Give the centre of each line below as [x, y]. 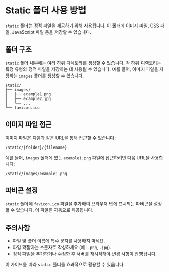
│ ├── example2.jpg [28, 98]
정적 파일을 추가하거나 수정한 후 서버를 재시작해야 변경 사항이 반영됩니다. [84, 254]
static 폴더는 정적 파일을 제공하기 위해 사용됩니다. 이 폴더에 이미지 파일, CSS [82, 26]
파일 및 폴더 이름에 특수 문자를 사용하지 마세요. [59, 241]
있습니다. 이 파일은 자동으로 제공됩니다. [55, 210]
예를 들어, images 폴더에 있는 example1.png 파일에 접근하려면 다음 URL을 [78, 157]
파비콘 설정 [22, 190]
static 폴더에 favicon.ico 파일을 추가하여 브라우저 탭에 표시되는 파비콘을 [79, 204]
